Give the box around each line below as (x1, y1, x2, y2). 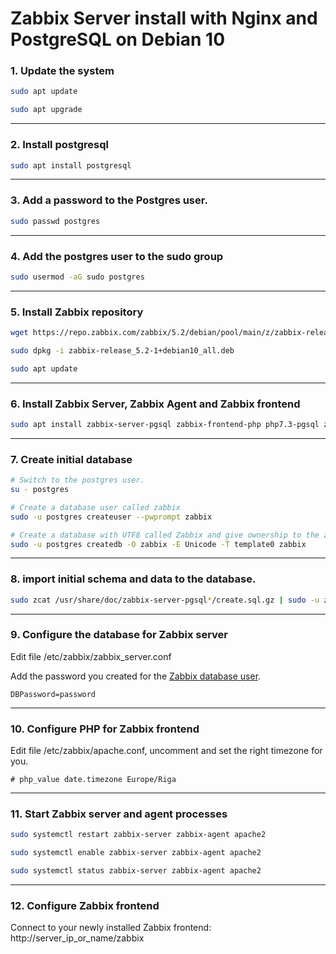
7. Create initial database (10, 452, 133, 466)
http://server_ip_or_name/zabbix (10, 932, 145, 944)
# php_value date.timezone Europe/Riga (10, 775, 177, 785)
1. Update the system (10, 64, 115, 78)
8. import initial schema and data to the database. (10, 572, 257, 586)
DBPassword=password (10, 689, 97, 699)
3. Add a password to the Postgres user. (10, 193, 208, 207)
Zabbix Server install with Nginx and (10, 7, 318, 30)
